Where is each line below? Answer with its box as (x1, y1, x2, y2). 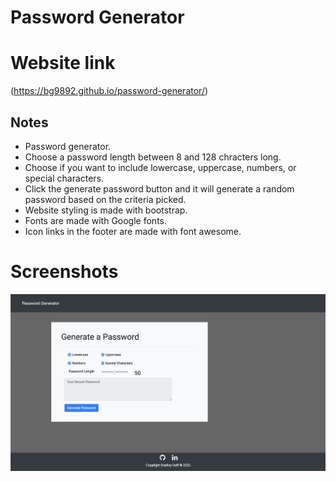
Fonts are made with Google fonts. (24, 214, 167, 226)
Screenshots (10, 261, 119, 283)
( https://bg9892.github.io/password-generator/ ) (10, 85, 209, 97)
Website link (10, 52, 116, 75)
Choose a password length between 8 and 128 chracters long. (24, 151, 282, 163)
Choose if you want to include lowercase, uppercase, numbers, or (24, 161, 297, 173)
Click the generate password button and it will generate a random (24, 182, 295, 195)
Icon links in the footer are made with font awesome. (24, 225, 242, 237)
